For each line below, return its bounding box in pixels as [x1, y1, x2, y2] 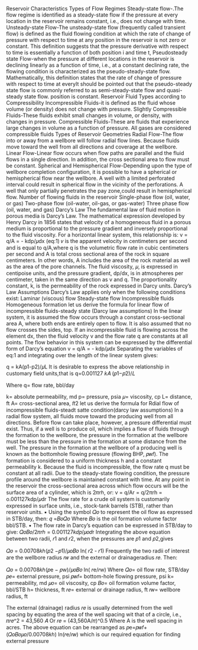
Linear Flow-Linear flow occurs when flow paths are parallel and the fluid [6, 150, 184, 156]
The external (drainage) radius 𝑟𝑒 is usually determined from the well [6, 604, 173, 611]
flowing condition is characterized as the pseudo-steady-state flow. [6, 68, 171, 75]
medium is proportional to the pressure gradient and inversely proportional [6, 225, 188, 232]
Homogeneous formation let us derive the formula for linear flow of [6, 301, 170, 308]
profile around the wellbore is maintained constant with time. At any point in [6, 476, 190, 483]
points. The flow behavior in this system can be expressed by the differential [6, 339, 192, 345]
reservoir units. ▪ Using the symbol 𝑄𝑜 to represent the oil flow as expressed [6, 509, 193, 515]
